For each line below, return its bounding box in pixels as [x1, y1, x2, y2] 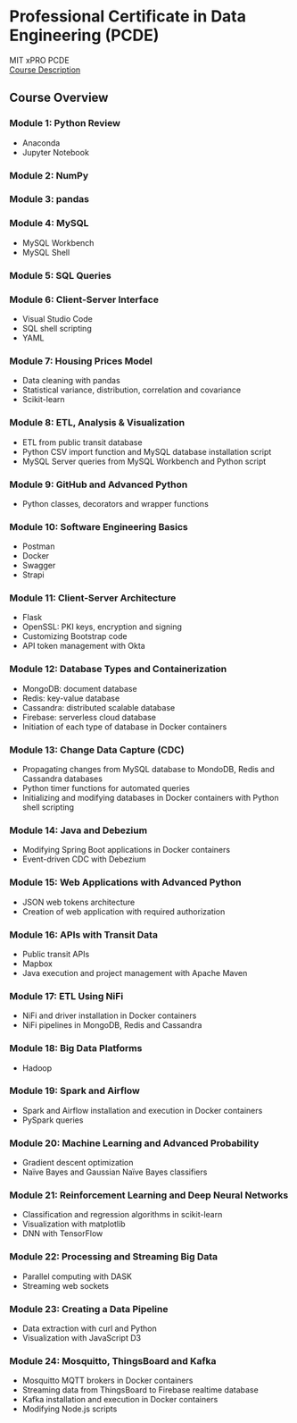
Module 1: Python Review [9, 117, 120, 130]
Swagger [21, 560, 56, 571]
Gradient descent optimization [21, 1158, 134, 1168]
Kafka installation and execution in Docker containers [21, 1394, 219, 1405]
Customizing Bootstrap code [21, 631, 128, 642]
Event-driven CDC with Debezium [21, 854, 146, 864]
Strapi [21, 569, 45, 580]
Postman [21, 541, 55, 552]
